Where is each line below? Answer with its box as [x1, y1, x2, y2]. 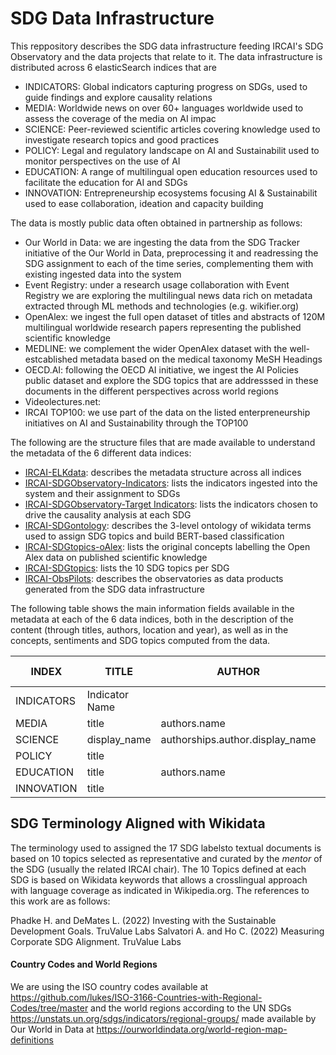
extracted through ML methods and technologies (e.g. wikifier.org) [24, 300, 300, 312]
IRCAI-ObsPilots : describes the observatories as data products [24, 572, 284, 584]
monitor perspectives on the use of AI [24, 155, 181, 167]
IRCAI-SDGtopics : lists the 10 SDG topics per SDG [24, 562, 230, 574]
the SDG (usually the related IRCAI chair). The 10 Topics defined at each [10, 863, 307, 875]
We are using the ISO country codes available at [10, 980, 209, 992]
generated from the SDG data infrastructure [24, 583, 205, 595]
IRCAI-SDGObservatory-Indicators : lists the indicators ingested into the [24, 477, 318, 489]
